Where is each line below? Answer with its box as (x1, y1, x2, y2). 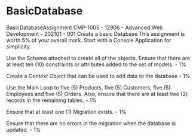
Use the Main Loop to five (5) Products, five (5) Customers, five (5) (6, 84, 171, 91)
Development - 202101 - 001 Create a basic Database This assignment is (6, 30, 185, 37)
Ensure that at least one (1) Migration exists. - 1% (6, 108, 127, 115)
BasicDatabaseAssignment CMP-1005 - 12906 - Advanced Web (6, 24, 163, 31)
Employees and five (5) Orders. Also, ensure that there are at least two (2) (6, 90, 188, 97)
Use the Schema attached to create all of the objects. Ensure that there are (6, 54, 191, 61)
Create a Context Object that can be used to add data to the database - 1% (6, 72, 191, 79)
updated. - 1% (6, 126, 41, 133)
